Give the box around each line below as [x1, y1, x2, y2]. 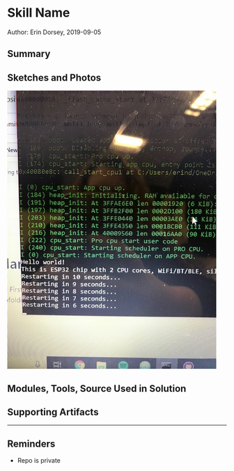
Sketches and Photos [7, 72, 102, 83]
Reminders [7, 438, 56, 449]
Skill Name [7, 5, 70, 21]
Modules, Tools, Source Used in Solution [7, 383, 187, 394]
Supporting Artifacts [7, 406, 99, 418]
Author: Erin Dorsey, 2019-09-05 [7, 28, 102, 36]
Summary [7, 48, 51, 60]
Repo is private [17, 456, 61, 465]
